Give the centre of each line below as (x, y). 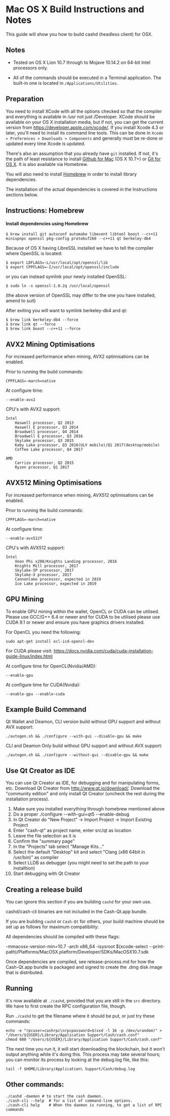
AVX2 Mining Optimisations (50, 344)
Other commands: (35, 1085)
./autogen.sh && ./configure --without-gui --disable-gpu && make (77, 755)
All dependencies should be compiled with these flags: (63, 937)
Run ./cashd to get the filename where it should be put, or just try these (80, 1016)
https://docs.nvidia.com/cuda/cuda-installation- (103, 651)
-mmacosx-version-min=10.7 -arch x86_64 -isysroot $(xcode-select (77, 946)
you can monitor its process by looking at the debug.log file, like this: (77, 1060)
